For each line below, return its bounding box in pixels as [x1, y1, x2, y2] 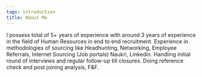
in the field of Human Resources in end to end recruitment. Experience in [6, 38, 189, 45]
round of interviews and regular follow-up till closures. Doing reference [6, 57, 184, 64]
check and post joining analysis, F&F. [6, 63, 99, 70]
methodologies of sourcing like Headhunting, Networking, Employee [6, 44, 177, 52]
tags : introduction [6, 8, 56, 15]
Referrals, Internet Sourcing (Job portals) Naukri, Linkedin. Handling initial [6, 50, 191, 58]
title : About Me [6, 15, 47, 21]
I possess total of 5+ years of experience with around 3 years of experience [6, 31, 196, 38]
